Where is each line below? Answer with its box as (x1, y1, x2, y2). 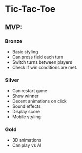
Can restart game (12, 88, 48, 94)
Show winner (12, 93, 39, 99)
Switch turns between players (12, 59, 72, 65)
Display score (12, 109, 40, 115)
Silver (5, 76, 20, 83)
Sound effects (12, 103, 41, 109)
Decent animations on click (12, 98, 67, 104)
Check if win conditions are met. (12, 64, 78, 70)
